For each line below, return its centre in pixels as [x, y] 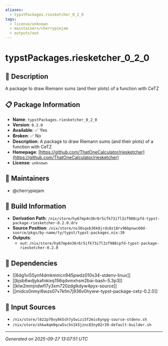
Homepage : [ [26, 152]
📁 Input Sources [30, 307]
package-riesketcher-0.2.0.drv [45, 223]
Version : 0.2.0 [28, 125]
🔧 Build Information [36, 206]
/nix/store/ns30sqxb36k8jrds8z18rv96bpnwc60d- [98, 229]
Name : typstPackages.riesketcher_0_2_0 [55, 119]
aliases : [14, 10]
